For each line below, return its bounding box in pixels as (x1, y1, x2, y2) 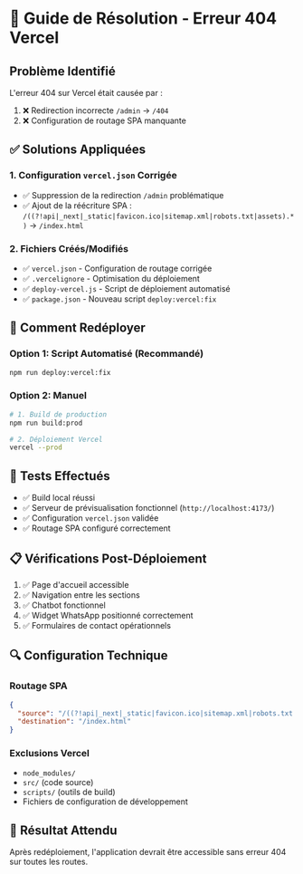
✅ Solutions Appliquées (9, 142, 147, 158)
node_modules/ (22, 769, 76, 778)
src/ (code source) (22, 777, 94, 788)
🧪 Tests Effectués (9, 468, 110, 484)
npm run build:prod (9, 418, 83, 427)
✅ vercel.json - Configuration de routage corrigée (22, 263, 213, 274)
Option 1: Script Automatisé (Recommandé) (9, 348, 204, 360)
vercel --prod (9, 443, 63, 452)
